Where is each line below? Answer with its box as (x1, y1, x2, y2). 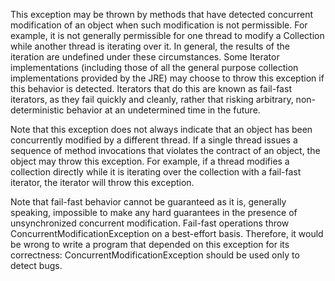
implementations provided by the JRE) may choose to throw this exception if (10, 72, 325, 84)
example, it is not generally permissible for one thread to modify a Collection (10, 30, 325, 41)
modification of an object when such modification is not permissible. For (10, 19, 308, 31)
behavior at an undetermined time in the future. (66, 104, 261, 116)
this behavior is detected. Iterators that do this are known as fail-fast (10, 83, 292, 94)
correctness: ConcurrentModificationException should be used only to (10, 249, 300, 261)
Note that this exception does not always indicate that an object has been (10, 124, 313, 135)
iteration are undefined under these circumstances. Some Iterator (10, 51, 280, 63)
